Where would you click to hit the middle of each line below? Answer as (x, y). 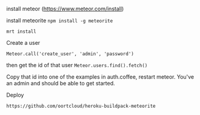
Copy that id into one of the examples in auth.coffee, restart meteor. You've (100, 77)
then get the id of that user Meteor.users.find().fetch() (77, 65)
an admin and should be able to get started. (61, 83)
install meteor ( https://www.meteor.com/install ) (65, 9)
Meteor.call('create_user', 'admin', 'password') (70, 54)
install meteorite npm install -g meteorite (60, 20)
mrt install (21, 31)
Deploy (15, 95)
